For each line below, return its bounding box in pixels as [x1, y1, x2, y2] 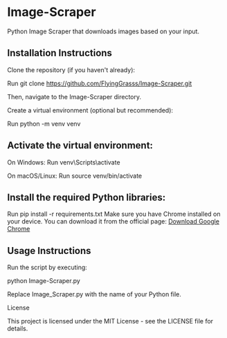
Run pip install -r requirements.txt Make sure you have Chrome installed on [7, 210, 221, 219]
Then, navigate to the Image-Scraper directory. [7, 92, 142, 101]
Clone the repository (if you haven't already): [7, 65, 136, 74]
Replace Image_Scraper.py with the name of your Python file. [7, 290, 182, 298]
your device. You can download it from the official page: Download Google [7, 217, 220, 226]
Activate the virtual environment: [7, 140, 154, 151]
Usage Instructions [7, 244, 91, 257]
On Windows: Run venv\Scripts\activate [7, 158, 120, 167]
